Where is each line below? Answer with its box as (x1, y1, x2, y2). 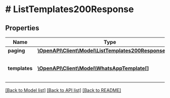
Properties (5, 24, 39, 32)
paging (8, 47, 25, 54)
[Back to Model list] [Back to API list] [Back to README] (5, 87, 121, 93)
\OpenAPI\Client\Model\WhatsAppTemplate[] (37, 65, 149, 72)
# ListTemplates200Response (5, 4, 134, 15)
